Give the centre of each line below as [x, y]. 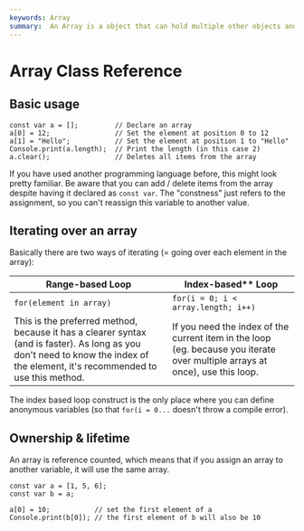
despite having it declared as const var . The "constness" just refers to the [147, 193]
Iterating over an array [73, 230]
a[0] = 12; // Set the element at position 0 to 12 [139, 133]
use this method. [49, 378]
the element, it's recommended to [85, 366]
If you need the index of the [230, 327]
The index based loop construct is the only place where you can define [142, 400]
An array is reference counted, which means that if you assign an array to [146, 460]
